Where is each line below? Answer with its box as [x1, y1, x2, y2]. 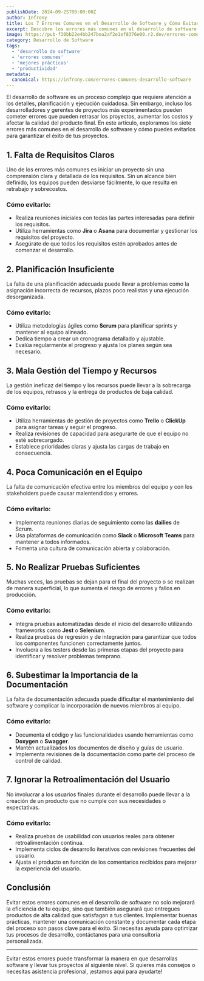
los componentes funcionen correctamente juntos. [15, 639, 142, 647]
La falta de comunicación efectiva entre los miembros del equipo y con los [6, 483, 193, 490]
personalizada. [6, 937, 44, 945]
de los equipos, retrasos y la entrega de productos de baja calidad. [6, 388, 174, 396]
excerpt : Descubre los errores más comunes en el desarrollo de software [6, 26, 197, 32]
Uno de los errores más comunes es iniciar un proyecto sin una [6, 165, 165, 173]
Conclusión [6, 883, 51, 893]
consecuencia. [15, 449, 53, 456]
